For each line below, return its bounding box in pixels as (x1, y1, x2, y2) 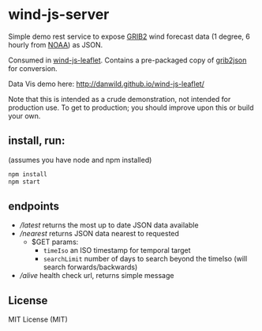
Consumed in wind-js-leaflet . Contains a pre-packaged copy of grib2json (8, 55, 247, 65)
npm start (8, 178, 41, 186)
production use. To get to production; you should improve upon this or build (8, 103, 254, 112)
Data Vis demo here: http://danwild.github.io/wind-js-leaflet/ (8, 79, 205, 88)
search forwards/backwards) (43, 262, 138, 272)
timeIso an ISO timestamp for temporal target (43, 246, 191, 255)
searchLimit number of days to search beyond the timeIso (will (43, 254, 248, 264)
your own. (8, 111, 41, 120)
